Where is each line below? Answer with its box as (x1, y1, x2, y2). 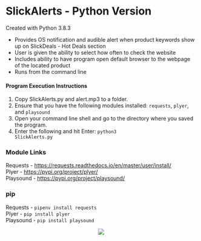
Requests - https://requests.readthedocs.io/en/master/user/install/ (5, 162, 172, 169)
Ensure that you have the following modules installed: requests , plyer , (14, 102, 189, 110)
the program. (14, 121, 47, 128)
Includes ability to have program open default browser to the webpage (14, 55, 191, 62)
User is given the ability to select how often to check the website (14, 48, 176, 56)
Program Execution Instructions (5, 82, 88, 89)
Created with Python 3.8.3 (5, 24, 71, 31)
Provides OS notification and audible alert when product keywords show (14, 36, 195, 43)
